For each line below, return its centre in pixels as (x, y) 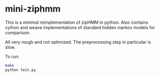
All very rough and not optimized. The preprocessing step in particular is (78, 42)
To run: (12, 56)
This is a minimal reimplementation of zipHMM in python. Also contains (77, 22)
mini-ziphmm (33, 9)
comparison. (18, 32)
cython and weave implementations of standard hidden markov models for (80, 27)
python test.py (21, 70)
